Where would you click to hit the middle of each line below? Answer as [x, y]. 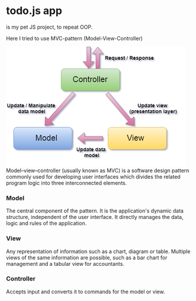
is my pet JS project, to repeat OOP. [49, 27]
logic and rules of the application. [46, 223]
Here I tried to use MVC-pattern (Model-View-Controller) [75, 38]
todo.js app [34, 11]
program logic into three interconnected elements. [67, 183]
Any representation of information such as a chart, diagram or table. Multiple [98, 251]
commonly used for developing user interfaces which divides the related [93, 176]
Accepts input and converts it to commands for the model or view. [86, 292]
